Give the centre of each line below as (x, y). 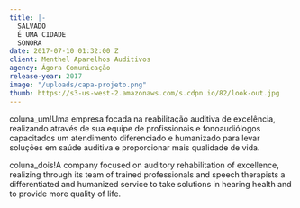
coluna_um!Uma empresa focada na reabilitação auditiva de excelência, (143, 119)
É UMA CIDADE (42, 34)
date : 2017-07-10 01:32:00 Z (64, 51)
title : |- (28, 18)
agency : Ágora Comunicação (60, 68)
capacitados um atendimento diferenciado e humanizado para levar (135, 138)
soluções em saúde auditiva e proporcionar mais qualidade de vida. (135, 147)
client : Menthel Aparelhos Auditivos (80, 59)
